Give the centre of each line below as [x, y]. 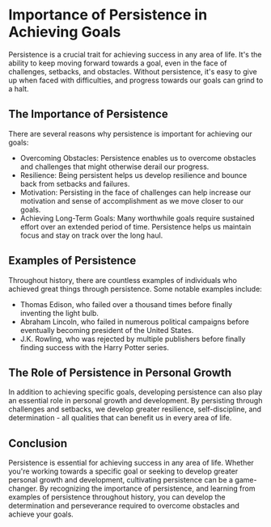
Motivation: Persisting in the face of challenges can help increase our [135, 192]
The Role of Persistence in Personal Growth [120, 372]
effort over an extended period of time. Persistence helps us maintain [135, 226]
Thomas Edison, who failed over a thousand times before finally [126, 304]
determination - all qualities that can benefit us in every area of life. [120, 418]
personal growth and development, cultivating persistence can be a [121, 480]
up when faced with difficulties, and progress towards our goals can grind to [136, 80]
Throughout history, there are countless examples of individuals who [123, 280]
